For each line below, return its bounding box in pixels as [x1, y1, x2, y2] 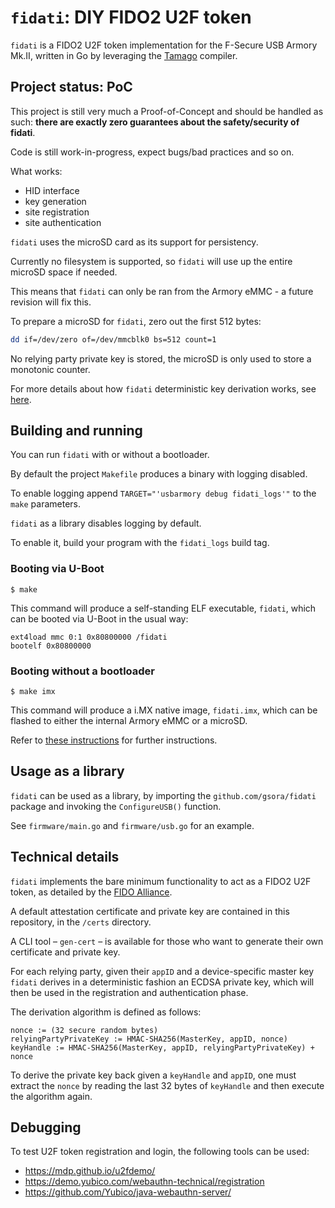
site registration [24, 206, 90, 218]
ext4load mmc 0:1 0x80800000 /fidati [10, 632, 168, 642]
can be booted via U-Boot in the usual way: [10, 612, 189, 625]
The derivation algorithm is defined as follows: [10, 1006, 202, 1018]
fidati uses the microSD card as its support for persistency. [10, 236, 259, 248]
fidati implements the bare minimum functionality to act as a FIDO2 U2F [10, 875, 312, 887]
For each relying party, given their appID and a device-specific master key [10, 965, 315, 977]
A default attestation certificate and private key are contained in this [10, 905, 290, 917]
